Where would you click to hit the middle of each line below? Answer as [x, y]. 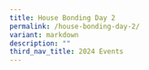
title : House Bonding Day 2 [63, 18]
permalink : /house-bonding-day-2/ [75, 26]
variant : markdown [44, 35]
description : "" [40, 43]
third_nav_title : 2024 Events [67, 52]
